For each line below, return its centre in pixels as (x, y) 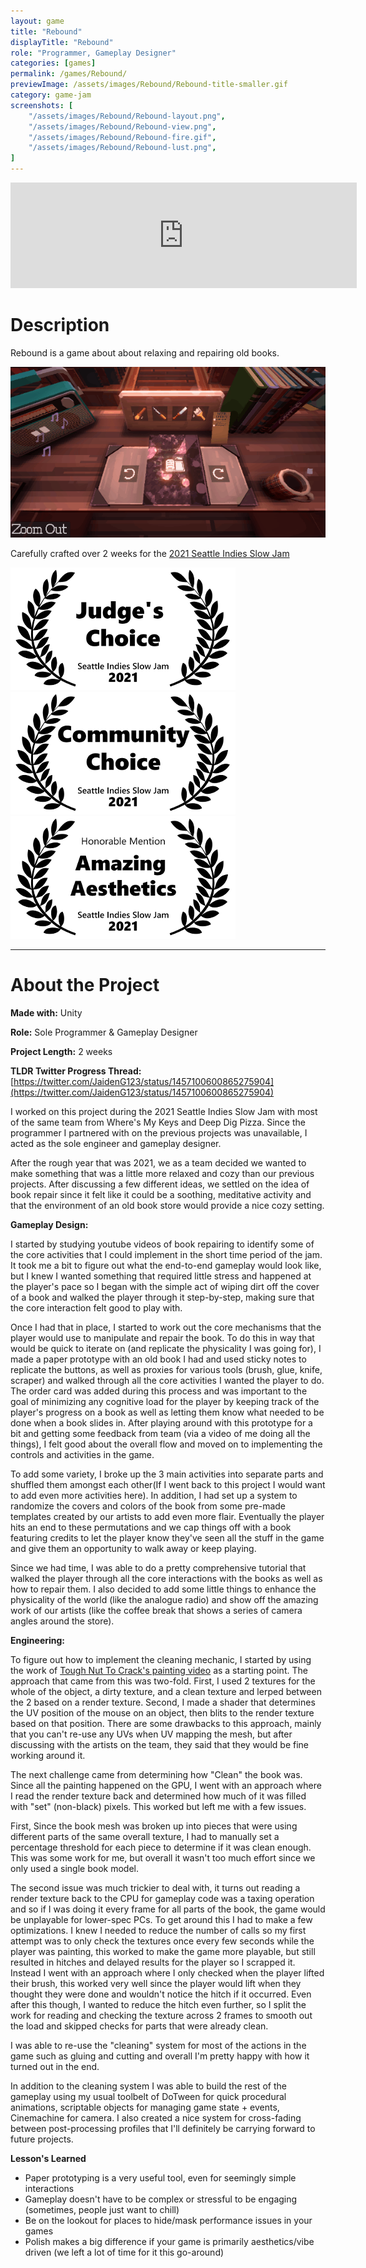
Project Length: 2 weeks (61, 1051)
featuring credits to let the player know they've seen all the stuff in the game (167, 1537)
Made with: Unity (46, 1012)
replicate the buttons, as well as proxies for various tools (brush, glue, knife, (166, 1369)
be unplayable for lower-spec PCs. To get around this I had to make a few (161, 1919)
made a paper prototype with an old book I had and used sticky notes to (158, 1359)
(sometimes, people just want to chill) (102, 2209)
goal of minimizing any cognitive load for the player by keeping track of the (165, 1401)
